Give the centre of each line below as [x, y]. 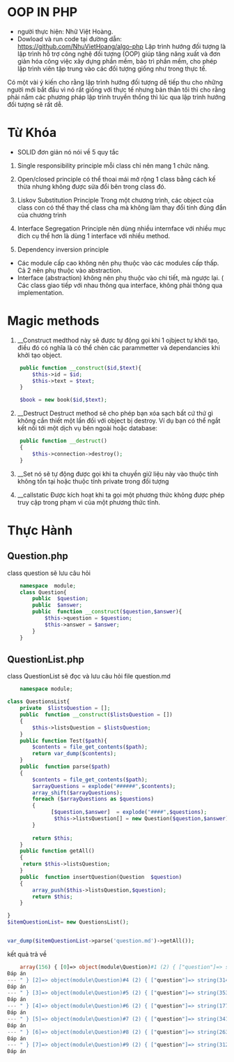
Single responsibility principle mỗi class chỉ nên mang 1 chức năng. [114, 166]
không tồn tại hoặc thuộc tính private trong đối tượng [93, 481]
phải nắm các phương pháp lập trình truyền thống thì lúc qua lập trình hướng [117, 97]
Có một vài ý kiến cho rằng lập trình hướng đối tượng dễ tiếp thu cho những [115, 82]
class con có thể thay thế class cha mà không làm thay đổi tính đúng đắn [122, 208]
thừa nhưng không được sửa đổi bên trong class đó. [92, 187]
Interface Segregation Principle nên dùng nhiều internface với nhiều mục [122, 228]
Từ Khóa [32, 133]
